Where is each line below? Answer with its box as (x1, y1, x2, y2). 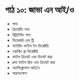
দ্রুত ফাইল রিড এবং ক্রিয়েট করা (12, 59, 55, 65)
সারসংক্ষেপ (12, 70, 27, 76)
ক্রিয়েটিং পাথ (12, 26, 30, 32)
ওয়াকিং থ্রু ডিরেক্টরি (12, 48, 38, 54)
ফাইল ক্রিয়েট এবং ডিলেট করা (12, 54, 53, 60)
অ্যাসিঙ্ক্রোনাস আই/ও (12, 64, 40, 70)
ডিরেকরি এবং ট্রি (12, 37, 34, 43)
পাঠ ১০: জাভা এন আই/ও (5, 4, 75, 16)
